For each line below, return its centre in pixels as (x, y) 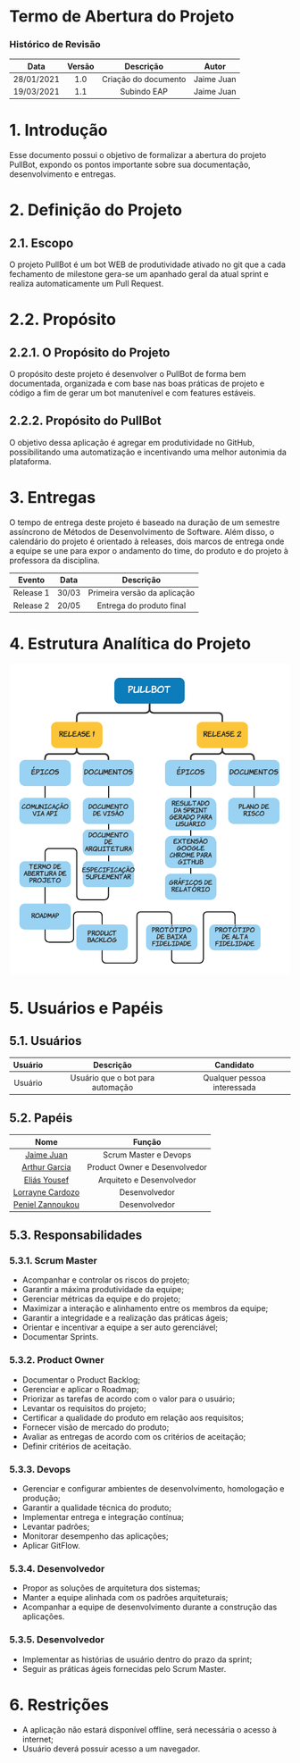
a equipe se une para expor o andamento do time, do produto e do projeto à (149, 550)
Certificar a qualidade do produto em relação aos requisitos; (133, 1417)
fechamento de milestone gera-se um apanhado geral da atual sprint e (139, 273)
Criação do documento (144, 79)
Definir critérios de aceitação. (77, 1446)
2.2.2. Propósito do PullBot (86, 421)
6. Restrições (59, 1705)
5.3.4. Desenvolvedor (57, 1568)
